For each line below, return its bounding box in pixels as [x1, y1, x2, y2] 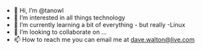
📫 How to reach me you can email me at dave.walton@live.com [13, 36, 195, 43]
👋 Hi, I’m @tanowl [13, 7, 64, 14]
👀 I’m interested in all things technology [13, 14, 126, 22]
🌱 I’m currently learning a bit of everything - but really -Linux [13, 21, 186, 28]
